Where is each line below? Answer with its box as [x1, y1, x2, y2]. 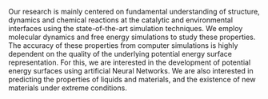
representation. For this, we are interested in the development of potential [8, 57, 251, 67]
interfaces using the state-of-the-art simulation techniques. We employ [8, 24, 243, 33]
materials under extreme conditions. [8, 83, 128, 93]
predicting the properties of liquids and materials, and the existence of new [8, 75, 256, 84]
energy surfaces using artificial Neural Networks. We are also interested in [8, 66, 254, 75]
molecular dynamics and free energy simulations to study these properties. [8, 32, 256, 42]
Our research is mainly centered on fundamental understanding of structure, [8, 7, 260, 16]
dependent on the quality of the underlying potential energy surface [8, 49, 232, 58]
